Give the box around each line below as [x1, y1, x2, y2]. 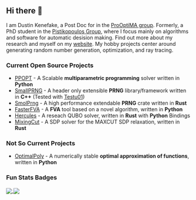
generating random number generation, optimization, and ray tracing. [6, 46, 174, 54]
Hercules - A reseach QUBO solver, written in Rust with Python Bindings [14, 112, 191, 119]
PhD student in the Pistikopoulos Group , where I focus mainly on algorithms [6, 28, 189, 35]
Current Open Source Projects [6, 61, 94, 69]
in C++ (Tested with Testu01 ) [14, 94, 85, 101]
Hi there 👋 [6, 6, 43, 16]
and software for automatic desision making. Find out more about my [6, 34, 173, 41]
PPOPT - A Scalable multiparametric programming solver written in [14, 75, 180, 82]
